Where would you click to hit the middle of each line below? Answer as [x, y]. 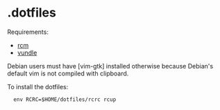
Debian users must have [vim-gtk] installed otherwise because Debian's [110, 66]
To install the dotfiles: [38, 86]
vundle [27, 53]
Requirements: [28, 32]
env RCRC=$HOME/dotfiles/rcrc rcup [65, 99]
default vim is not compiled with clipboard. [68, 73]
